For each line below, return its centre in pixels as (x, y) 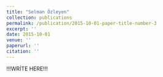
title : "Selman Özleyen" (38, 12)
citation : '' (23, 52)
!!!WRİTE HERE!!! (27, 69)
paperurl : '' (23, 46)
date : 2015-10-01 (28, 35)
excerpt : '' (21, 29)
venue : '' (19, 40)
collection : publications (39, 18)
